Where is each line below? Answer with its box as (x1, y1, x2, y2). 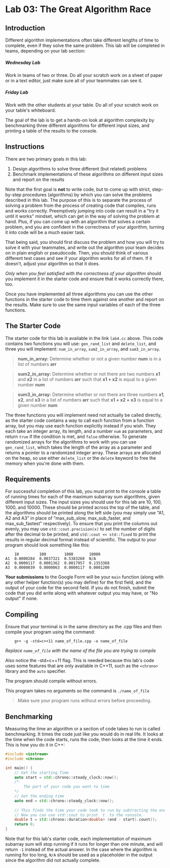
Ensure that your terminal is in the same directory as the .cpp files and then (5, 624, 162, 630)
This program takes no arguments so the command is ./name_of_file (5, 688, 150, 694)
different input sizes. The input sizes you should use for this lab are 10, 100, (5, 499, 162, 505)
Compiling (5, 610, 39, 619)
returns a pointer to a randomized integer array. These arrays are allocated (5, 449, 161, 456)
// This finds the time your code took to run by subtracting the (14, 808, 157, 813)
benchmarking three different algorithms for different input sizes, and (5, 122, 150, 128)
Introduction (5, 24, 46, 32)
